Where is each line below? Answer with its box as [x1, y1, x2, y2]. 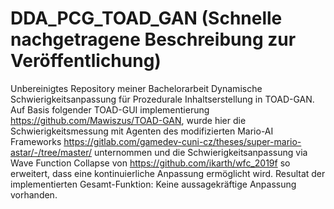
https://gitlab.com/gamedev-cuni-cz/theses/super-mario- [63, 135, 302, 147]
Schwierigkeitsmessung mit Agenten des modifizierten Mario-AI [10, 125, 274, 137]
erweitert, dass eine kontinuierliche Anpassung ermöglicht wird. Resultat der [10, 167, 326, 179]
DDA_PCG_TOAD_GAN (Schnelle [10, 7, 283, 30]
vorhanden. [10, 188, 58, 201]
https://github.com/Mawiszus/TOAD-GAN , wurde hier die [10, 114, 247, 126]
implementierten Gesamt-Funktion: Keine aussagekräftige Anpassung [10, 178, 297, 190]
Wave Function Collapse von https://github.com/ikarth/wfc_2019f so [10, 157, 291, 169]
